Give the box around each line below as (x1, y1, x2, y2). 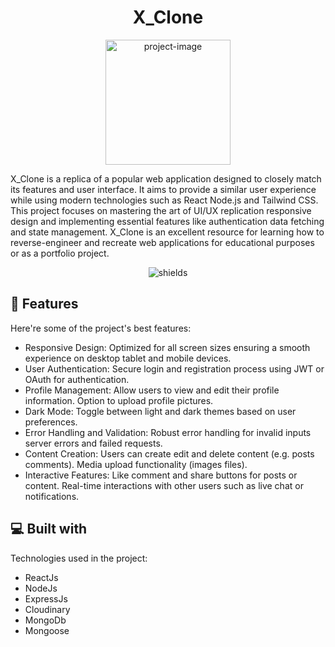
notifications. (24, 490, 80, 502)
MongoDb (24, 614, 67, 626)
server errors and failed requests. (24, 437, 163, 449)
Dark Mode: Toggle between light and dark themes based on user (24, 405, 297, 417)
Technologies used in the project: (10, 552, 148, 564)
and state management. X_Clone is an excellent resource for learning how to (10, 226, 325, 238)
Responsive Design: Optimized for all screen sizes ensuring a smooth (24, 341, 311, 353)
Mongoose (24, 624, 70, 636)
